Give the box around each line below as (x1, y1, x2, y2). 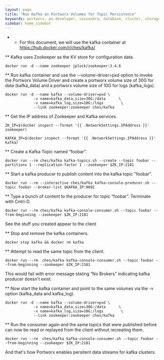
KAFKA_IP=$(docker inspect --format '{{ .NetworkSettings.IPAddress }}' (5, 136, 156, 141)
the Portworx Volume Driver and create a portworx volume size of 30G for (5, 77, 154, 83)
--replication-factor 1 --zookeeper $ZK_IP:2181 (33, 163, 134, 168)
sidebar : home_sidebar (5, 21, 51, 26)
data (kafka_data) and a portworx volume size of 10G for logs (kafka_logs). (5, 83, 155, 89)
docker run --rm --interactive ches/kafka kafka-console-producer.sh (5, 181, 150, 186)
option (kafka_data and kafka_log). (5, 291, 75, 297)
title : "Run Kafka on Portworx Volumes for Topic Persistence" (5, 12, 137, 17)
